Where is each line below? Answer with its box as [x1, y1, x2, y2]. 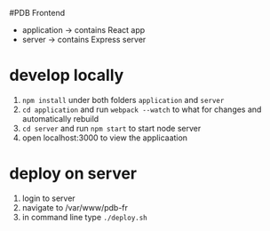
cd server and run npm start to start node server [21, 123, 202, 133]
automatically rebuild [21, 113, 99, 123]
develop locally [9, 66, 124, 85]
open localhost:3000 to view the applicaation [21, 132, 188, 143]
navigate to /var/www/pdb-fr [21, 202, 129, 212]
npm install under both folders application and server [21, 94, 225, 105]
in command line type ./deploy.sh [21, 211, 148, 222]
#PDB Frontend [9, 8, 66, 18]
